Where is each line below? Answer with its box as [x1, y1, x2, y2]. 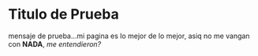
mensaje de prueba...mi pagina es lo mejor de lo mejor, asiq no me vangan [8, 31, 250, 40]
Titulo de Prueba [8, 5, 120, 23]
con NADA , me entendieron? [8, 39, 102, 48]
